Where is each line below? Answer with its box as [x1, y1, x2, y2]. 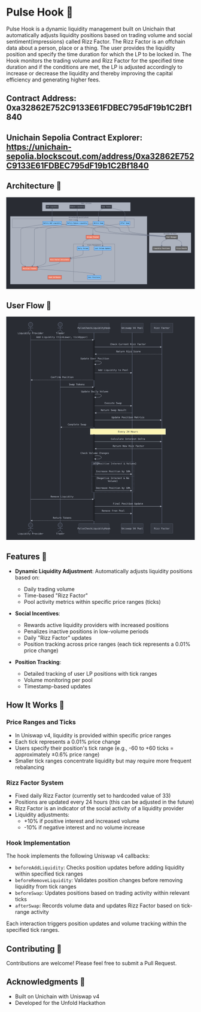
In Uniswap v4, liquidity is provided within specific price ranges [14, 731, 172, 739]
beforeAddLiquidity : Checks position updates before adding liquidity [14, 864, 184, 871]
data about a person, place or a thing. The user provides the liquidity [6, 44, 175, 51]
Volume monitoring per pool [23, 676, 93, 683]
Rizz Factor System [6, 778, 64, 786]
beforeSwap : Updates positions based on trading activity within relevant [14, 889, 190, 896]
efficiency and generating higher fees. [6, 76, 100, 83]
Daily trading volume [23, 585, 75, 592]
